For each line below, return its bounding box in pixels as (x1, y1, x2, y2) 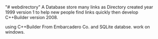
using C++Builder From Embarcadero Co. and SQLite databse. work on (5, 24, 150, 30)
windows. (5, 29, 25, 35)
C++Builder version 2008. (5, 15, 58, 20)
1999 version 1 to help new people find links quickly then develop (5, 9, 139, 15)
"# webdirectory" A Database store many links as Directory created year (5, 4, 153, 10)
